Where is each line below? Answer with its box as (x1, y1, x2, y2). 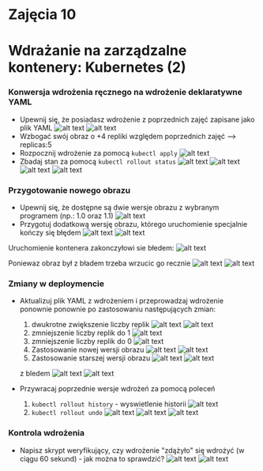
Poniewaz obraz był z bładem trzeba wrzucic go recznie (8, 258, 191, 268)
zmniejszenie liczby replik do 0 (31, 337, 132, 346)
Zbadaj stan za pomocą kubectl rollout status (19, 156, 176, 166)
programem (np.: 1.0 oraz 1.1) (19, 211, 114, 220)
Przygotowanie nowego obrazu (8, 184, 131, 195)
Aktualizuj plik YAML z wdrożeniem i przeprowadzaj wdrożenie (19, 296, 224, 306)
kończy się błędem (19, 228, 81, 237)
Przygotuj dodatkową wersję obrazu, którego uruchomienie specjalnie (19, 219, 248, 228)
